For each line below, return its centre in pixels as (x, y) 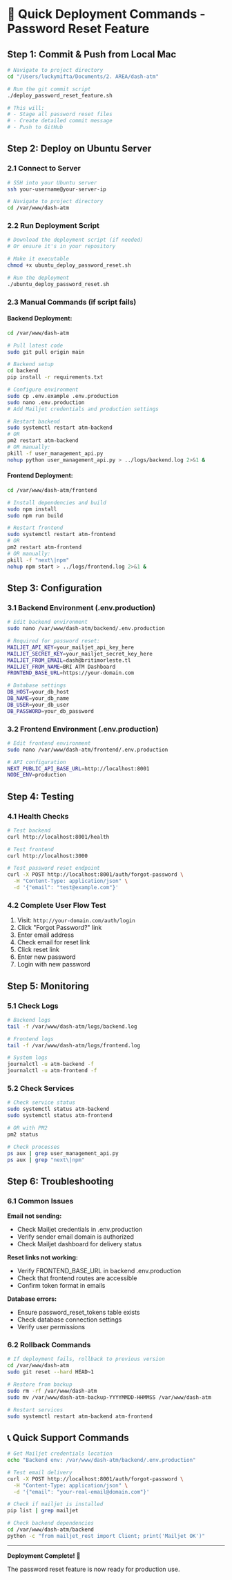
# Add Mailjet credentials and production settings (83, 409)
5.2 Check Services (41, 1089)
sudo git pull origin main (46, 352)
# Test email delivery (40, 1472)
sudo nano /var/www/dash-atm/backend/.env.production (86, 629)
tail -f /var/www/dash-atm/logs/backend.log (72, 1026)
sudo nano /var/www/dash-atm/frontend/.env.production (88, 750)
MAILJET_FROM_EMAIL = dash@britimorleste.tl (69, 660)
